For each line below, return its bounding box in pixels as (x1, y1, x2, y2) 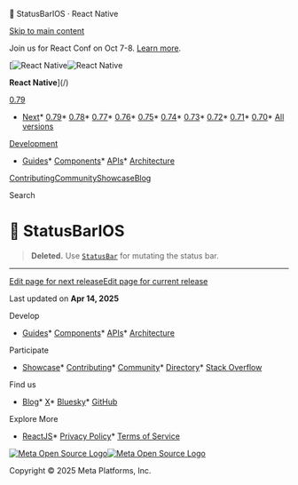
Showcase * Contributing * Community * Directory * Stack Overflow (21, 362, 263, 372)
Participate (9, 345, 49, 355)
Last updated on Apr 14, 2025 (9, 293, 120, 304)
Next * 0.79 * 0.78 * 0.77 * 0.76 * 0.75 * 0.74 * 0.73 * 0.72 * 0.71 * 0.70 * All (21, 112, 285, 122)
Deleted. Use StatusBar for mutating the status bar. (30, 250, 219, 261)
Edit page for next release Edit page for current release (9, 275, 208, 286)
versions (21, 121, 54, 131)
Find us (9, 378, 37, 390)
